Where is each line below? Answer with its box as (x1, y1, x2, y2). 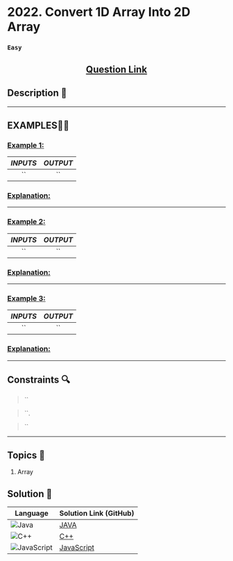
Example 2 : (7, 217, 46, 226)
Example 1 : (7, 140, 44, 150)
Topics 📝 (7, 449, 46, 461)
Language (15, 508, 49, 518)
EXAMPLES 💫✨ (7, 119, 70, 131)
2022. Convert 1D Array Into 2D (7, 4, 191, 20)
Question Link (85, 63, 148, 75)
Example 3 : (7, 293, 46, 303)
